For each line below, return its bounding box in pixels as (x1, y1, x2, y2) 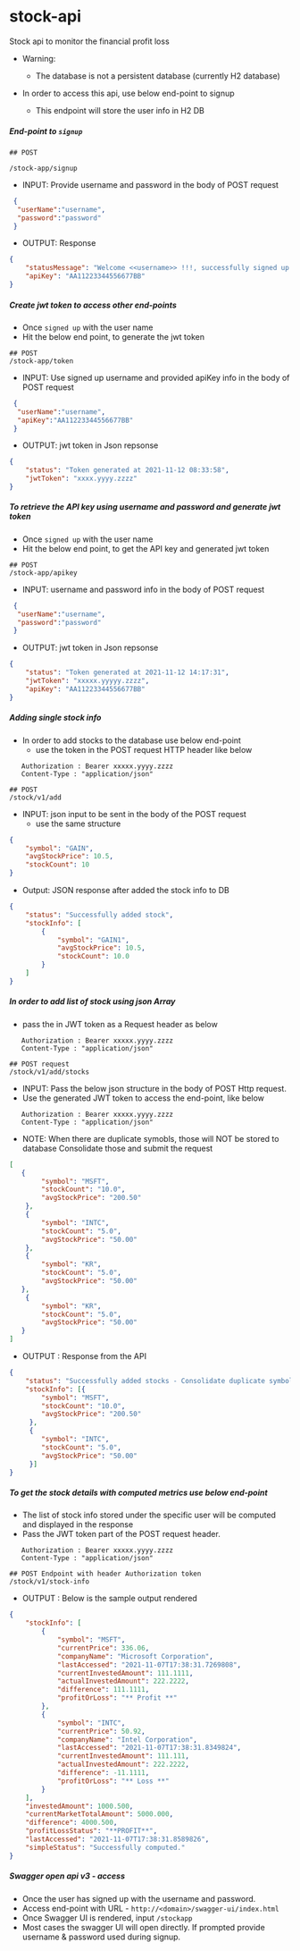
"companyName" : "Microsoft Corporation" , (56, 1651, 214, 1660)
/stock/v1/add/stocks (9, 1067, 90, 1077)
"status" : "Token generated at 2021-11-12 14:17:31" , (25, 668, 229, 677)
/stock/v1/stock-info (9, 1577, 90, 1586)
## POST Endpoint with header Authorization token (9, 1569, 202, 1579)
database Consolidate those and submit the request (21, 1143, 213, 1153)
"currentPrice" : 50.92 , (56, 1727, 146, 1736)
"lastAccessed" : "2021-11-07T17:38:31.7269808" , (56, 1660, 242, 1669)
